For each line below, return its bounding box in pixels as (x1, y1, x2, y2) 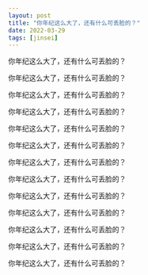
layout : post (8, 11, 51, 20)
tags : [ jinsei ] (8, 33, 59, 42)
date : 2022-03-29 (8, 26, 66, 34)
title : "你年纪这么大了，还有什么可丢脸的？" (8, 19, 141, 27)
